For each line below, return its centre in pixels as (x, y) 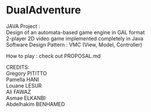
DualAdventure (44, 10)
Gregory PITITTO (27, 73)
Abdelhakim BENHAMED (36, 104)
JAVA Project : (23, 26)
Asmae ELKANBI (26, 98)
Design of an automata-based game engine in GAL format (75, 32)
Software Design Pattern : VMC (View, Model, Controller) (74, 45)
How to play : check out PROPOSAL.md (53, 56)
